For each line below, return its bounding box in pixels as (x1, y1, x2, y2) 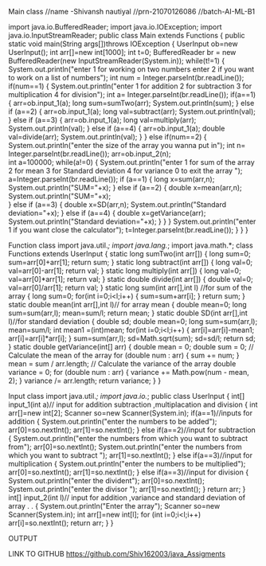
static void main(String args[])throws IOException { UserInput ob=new (8, 39, 238, 49)
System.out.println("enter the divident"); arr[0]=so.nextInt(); (8, 476, 205, 485)
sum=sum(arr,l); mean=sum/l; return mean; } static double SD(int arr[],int (8, 308, 248, 318)
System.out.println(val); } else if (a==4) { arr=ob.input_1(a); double (8, 123, 225, 133)
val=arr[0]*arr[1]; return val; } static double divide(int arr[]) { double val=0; (8, 275, 253, 283)
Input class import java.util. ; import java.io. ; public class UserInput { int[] (8, 392, 245, 400)
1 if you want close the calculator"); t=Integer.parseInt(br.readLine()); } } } (8, 225, 249, 234)
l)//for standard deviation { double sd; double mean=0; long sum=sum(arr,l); (8, 317, 258, 326)
